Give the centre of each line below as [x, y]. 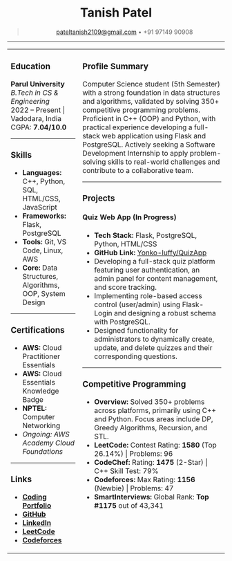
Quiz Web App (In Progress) [129, 217]
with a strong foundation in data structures [151, 93]
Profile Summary [116, 66]
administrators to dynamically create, [154, 339]
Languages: [42, 172]
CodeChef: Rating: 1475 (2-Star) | [151, 462]
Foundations [43, 451]
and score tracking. [126, 287]
